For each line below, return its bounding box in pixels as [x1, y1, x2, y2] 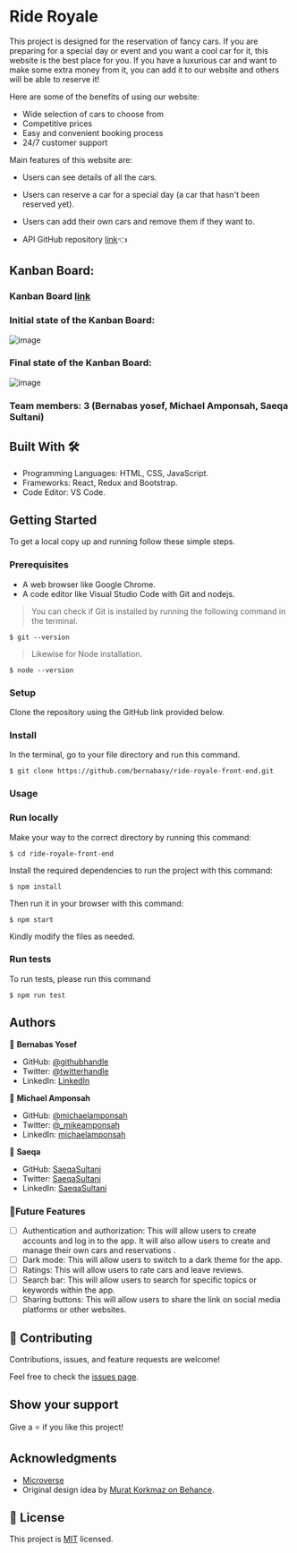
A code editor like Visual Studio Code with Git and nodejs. [21, 588, 235, 599]
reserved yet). [21, 199, 74, 209]
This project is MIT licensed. [9, 1533, 114, 1545]
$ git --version [9, 633, 70, 642]
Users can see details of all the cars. [21, 172, 157, 183]
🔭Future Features [9, 1205, 86, 1217]
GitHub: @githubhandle [21, 1056, 109, 1067]
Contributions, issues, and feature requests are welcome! [9, 1354, 221, 1365]
